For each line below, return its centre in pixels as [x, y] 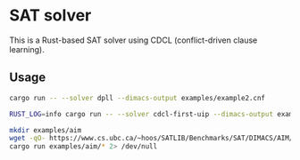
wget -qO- [28, 139]
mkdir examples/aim [46, 130]
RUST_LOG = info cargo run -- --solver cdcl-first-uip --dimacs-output [142, 114]
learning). [27, 49]
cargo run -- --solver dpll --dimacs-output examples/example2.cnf [137, 98]
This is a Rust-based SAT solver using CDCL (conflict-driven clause [133, 40]
